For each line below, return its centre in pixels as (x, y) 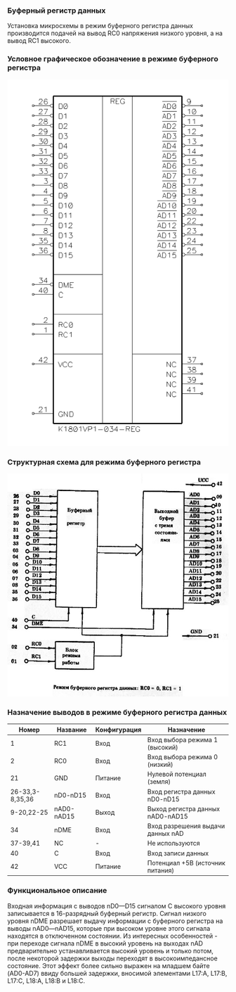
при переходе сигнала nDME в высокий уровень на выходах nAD (105, 943)
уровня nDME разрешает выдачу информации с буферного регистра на (115, 921)
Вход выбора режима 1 (183, 739)
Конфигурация (118, 730)
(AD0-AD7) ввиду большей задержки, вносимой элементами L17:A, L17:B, (117, 973)
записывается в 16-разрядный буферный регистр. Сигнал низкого (107, 913)
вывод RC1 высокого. (39, 41)
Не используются (173, 844)
